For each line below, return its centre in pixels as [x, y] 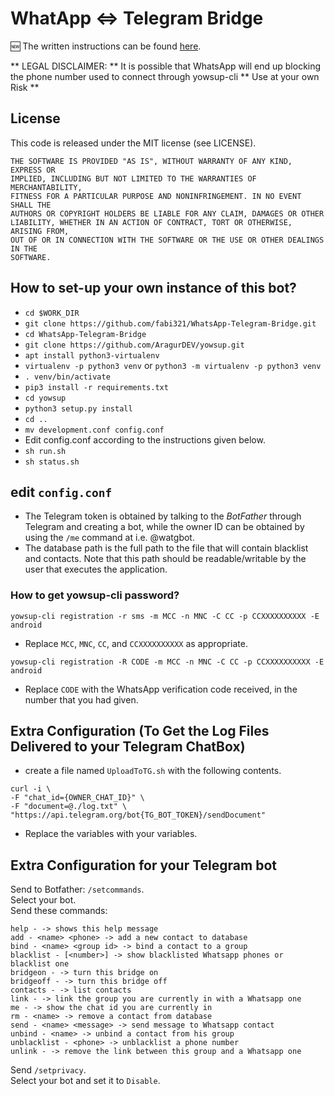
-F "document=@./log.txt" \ [69, 807]
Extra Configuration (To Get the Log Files [140, 731]
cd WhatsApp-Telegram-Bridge [85, 334]
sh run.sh [45, 451]
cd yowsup [45, 398]
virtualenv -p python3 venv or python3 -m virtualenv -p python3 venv [173, 365]
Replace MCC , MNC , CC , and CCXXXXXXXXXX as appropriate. [136, 643]
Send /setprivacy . [48, 1070]
